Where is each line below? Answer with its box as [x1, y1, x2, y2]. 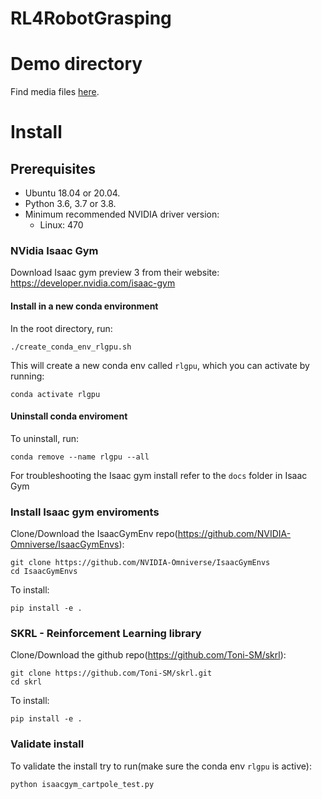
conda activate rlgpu [10, 389, 101, 399]
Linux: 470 [39, 219, 84, 231]
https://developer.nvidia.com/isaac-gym [10, 277, 176, 289]
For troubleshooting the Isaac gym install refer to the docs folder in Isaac [10, 469, 308, 481]
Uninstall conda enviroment [10, 410, 128, 422]
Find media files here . [10, 86, 100, 98]
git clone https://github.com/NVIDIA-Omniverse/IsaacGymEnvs [10, 558, 271, 568]
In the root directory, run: [10, 322, 113, 334]
